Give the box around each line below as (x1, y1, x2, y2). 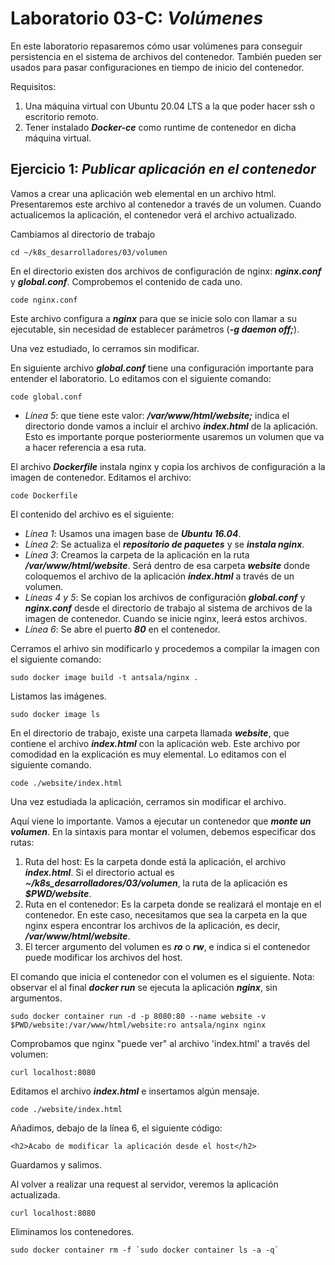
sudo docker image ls (10, 709, 101, 719)
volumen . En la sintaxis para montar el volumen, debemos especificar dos (10, 825, 317, 837)
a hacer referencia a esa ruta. (24, 441, 147, 453)
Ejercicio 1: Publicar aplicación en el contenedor (10, 161, 317, 178)
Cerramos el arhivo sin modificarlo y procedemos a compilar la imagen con (10, 642, 320, 654)
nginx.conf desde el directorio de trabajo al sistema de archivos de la (24, 602, 313, 614)
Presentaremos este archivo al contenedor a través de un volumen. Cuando (10, 198, 322, 210)
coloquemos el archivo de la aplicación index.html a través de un (24, 570, 295, 582)
